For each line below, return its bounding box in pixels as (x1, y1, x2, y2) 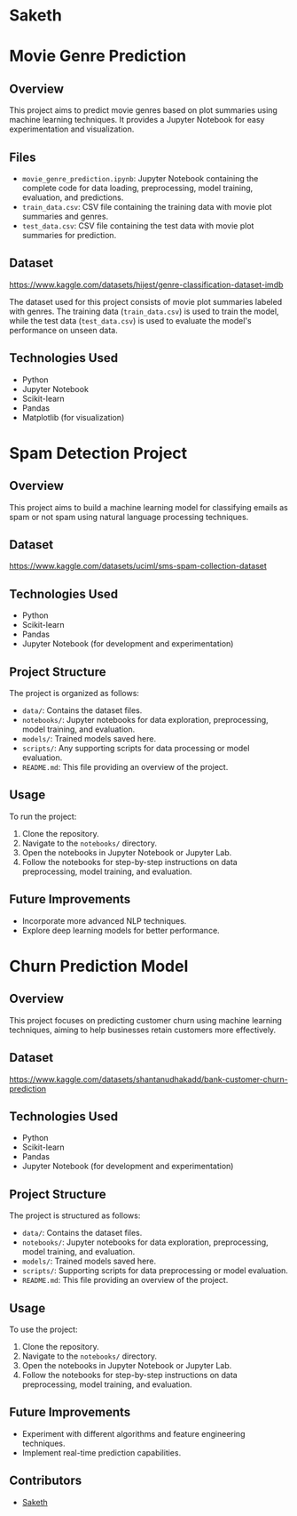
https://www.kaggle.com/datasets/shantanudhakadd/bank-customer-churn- (9, 1073, 288, 1085)
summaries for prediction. (21, 230, 117, 240)
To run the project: (9, 811, 77, 822)
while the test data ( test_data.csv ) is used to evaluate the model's (9, 315, 252, 325)
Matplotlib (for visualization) (21, 412, 125, 422)
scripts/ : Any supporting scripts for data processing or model (21, 743, 250, 754)
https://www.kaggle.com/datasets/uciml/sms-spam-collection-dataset (9, 561, 268, 572)
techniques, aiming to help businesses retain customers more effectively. (9, 1024, 277, 1035)
